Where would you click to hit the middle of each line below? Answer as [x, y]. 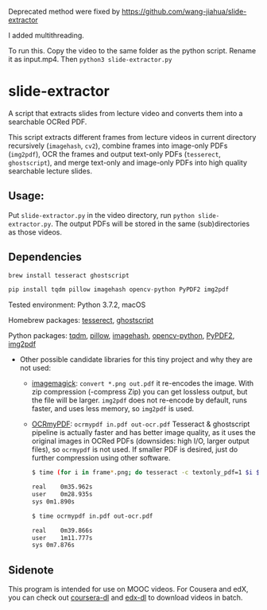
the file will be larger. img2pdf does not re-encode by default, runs [139, 400]
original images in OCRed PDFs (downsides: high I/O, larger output [140, 441]
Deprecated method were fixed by [64, 12]
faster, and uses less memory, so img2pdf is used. [113, 409]
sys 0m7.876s [53, 545]
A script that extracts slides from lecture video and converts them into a [126, 113]
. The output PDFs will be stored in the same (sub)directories [150, 223]
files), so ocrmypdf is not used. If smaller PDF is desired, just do [135, 449]
